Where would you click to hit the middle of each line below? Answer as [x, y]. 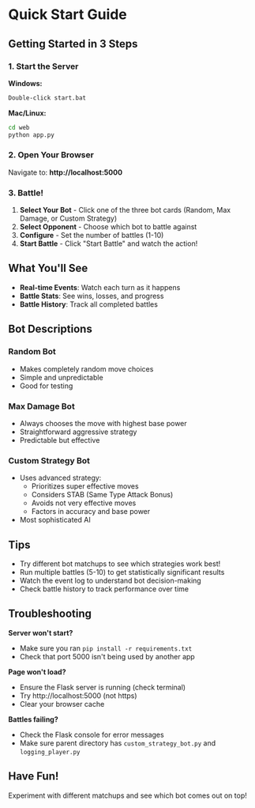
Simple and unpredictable [62, 377]
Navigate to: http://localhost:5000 [66, 172]
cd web [19, 127]
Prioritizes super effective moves [85, 486]
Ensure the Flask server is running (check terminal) [103, 687]
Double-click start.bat [47, 98]
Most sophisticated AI [55, 520]
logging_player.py [50, 752]
